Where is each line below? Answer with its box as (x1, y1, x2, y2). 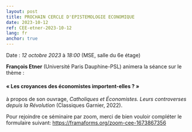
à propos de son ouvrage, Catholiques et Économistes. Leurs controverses (6, 96, 187, 103)
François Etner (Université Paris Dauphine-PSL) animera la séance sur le (6, 63, 182, 70)
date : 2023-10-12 (6, 19, 49, 25)
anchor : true (6, 36, 38, 41)
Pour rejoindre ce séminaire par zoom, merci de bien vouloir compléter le (6, 113, 182, 120)
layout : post (6, 8, 38, 15)
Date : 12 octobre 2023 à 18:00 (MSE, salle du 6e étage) (6, 52, 141, 58)
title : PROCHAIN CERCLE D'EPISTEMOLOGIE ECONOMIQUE (6, 14, 135, 20)
